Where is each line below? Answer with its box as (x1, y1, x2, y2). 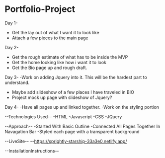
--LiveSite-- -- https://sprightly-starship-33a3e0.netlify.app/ (4, 138, 127, 144)
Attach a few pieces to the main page (11, 35, 88, 41)
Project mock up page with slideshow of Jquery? (11, 94, 112, 100)
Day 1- (4, 20, 18, 26)
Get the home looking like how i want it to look (11, 59, 107, 65)
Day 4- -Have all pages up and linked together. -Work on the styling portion (4, 104, 160, 110)
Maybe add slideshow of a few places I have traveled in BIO (11, 89, 135, 95)
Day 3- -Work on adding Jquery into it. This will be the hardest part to (4, 74, 147, 80)
